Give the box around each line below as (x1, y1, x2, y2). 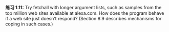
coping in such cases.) (5, 21, 53, 27)
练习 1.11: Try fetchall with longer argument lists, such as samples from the (5, 5, 162, 10)
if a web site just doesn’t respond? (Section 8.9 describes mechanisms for (5, 16, 162, 21)
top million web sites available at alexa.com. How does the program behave (5, 10, 164, 16)
